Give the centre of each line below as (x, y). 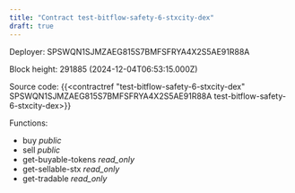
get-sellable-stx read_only (71, 169)
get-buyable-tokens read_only (78, 159)
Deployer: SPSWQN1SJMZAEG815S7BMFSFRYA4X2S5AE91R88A (130, 51)
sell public (41, 150)
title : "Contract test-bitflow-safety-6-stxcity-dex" (112, 18)
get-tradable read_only (65, 178)
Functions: (29, 123)
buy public (42, 140)
